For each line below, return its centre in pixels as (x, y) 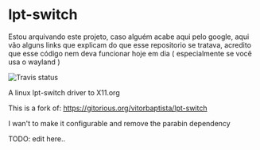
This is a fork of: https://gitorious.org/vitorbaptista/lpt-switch (108, 108)
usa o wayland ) (34, 62)
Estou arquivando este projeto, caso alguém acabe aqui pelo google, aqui (129, 37)
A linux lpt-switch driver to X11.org (64, 92)
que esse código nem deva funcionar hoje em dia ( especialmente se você (130, 53)
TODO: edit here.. (37, 138)
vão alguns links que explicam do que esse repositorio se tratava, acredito (130, 44)
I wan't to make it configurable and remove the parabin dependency (119, 123)
